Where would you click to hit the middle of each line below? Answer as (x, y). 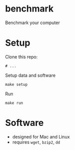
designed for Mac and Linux (41, 136)
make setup (16, 84)
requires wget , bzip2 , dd (36, 142)
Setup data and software (30, 75)
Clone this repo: (22, 57)
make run (14, 103)
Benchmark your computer (33, 23)
